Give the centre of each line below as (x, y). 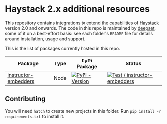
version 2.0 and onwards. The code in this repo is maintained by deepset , (80, 28)
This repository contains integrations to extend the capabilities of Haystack (82, 23)
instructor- (21, 75)
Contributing (25, 99)
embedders (21, 81)
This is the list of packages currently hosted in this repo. (63, 48)
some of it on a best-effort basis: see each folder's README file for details (79, 33)
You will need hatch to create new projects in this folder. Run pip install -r (83, 111)
